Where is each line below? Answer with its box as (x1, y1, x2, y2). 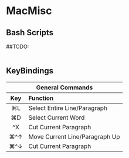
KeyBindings (6, 66, 54, 76)
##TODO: (6, 43, 29, 50)
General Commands (36, 83, 93, 92)
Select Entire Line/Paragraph (28, 104, 107, 112)
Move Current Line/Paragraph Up (28, 132, 120, 140)
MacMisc (6, 4, 52, 18)
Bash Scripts (6, 28, 54, 38)
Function (28, 94, 54, 102)
